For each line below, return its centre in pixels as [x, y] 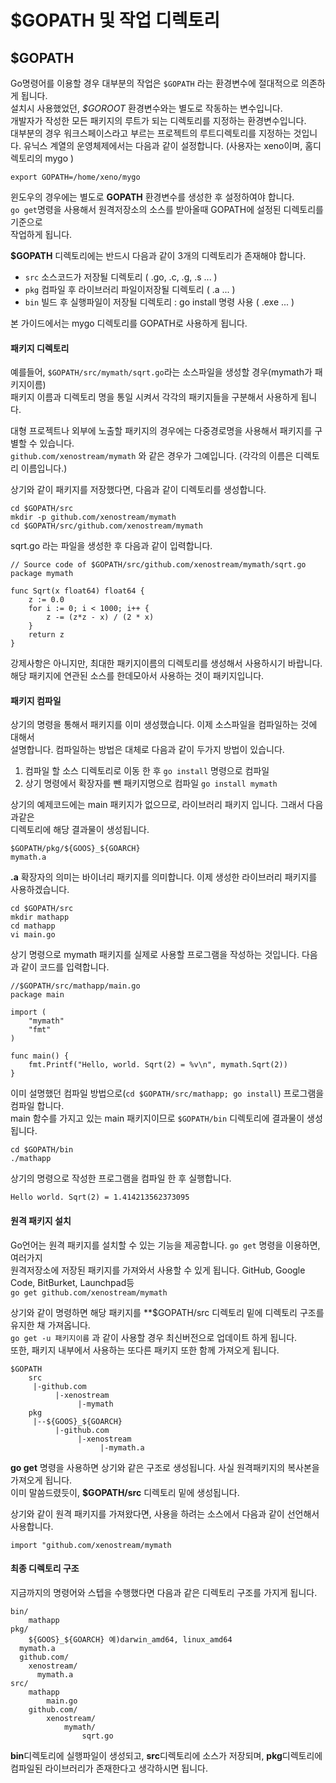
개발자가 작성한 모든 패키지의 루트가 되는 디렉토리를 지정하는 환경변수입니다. [158, 120]
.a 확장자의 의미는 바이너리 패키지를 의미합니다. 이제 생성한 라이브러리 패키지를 [164, 877]
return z [46, 635]
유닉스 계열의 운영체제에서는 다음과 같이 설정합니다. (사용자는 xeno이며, [163, 145]
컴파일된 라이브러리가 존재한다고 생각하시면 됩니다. [109, 1768]
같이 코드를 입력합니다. [65, 967]
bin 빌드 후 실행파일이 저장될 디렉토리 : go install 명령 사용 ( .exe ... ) [159, 302]
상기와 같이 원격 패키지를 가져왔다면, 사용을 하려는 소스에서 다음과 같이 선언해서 [165, 1513]
